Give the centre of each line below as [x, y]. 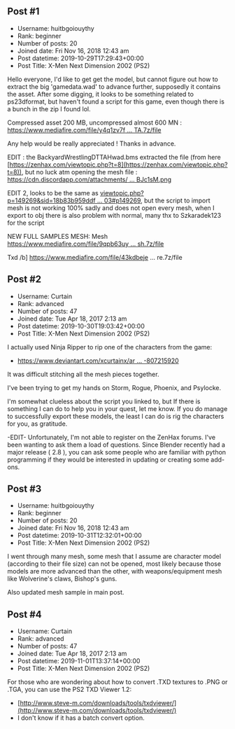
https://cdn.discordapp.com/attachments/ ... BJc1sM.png [90, 179]
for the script [26, 223]
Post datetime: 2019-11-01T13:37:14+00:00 [79, 661]
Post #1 [23, 12]
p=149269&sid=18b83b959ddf [51, 200]
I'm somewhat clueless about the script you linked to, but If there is [104, 401]
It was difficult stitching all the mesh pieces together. [83, 374]
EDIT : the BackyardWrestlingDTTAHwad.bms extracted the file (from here [114, 157]
